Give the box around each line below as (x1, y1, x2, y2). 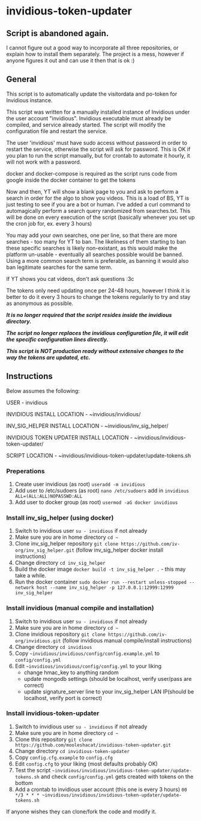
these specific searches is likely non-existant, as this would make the (6, 244, 178, 251)
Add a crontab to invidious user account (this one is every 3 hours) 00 (14, 786, 187, 793)
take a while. (14, 572, 47, 579)
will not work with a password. (6, 158, 82, 165)
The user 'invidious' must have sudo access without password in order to (6, 139, 188, 146)
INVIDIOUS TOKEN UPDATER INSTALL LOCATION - (6, 434, 133, 441)
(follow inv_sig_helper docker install (76, 546, 164, 554)
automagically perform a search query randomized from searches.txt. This (6, 207, 191, 214)
